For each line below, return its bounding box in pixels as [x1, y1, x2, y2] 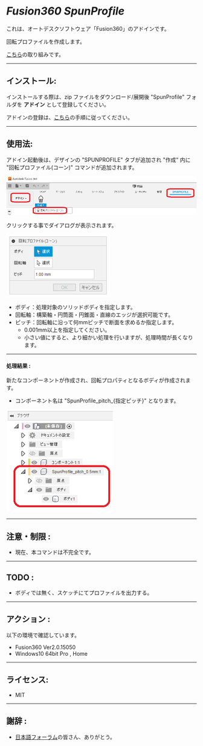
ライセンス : [6, 674, 49, 685]
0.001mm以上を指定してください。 [24, 326, 111, 334]
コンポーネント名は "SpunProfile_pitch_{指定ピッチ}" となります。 [14, 397, 179, 404]
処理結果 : [6, 362, 31, 369]
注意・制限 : [6, 531, 51, 542]
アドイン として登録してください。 [23, 101, 110, 108]
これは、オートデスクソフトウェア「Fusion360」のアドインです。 [6, 25, 170, 32]
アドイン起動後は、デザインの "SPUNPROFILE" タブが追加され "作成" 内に [6, 156, 191, 163]
